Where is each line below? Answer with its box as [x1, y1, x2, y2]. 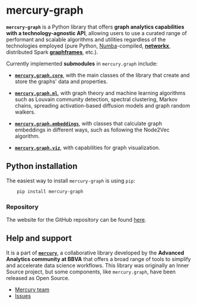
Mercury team [14, 286, 50, 293]
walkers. [14, 108, 36, 115]
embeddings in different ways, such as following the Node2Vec [14, 126, 170, 133]
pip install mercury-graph [17, 188, 84, 194]
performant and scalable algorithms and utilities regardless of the [6, 36, 166, 43]
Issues [14, 292, 31, 299]
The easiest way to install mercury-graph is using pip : [6, 177, 135, 184]
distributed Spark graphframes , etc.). [6, 48, 99, 55]
